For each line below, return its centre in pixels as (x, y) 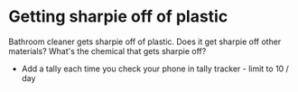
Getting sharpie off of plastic (118, 17)
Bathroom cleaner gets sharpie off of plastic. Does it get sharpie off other (145, 41)
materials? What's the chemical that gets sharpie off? (107, 51)
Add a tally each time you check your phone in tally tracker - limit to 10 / (155, 69)
